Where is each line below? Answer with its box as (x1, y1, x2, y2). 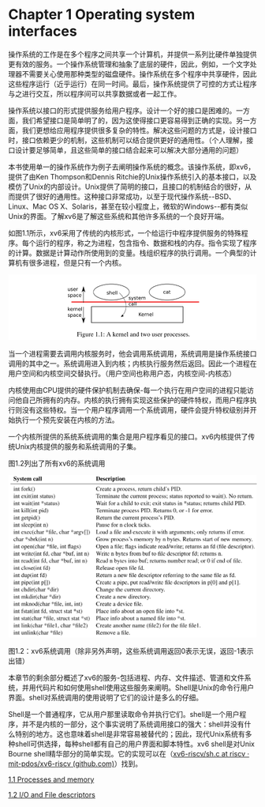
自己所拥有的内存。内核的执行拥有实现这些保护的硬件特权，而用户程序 (21, 395, 250, 405)
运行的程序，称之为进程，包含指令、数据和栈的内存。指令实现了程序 (35, 238, 257, 247)
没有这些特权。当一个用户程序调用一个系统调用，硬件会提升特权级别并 (21, 405, 250, 415)
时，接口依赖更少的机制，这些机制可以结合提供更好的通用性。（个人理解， (8, 135, 247, 145)
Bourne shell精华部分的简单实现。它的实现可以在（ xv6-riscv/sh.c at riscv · (8, 749, 250, 759)
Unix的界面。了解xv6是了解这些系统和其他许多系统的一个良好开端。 (8, 211, 229, 221)
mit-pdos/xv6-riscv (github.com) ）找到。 (8, 759, 143, 768)
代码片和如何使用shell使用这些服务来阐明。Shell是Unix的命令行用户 (35, 683, 255, 692)
